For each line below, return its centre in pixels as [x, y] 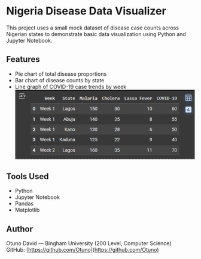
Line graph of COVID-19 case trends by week [71, 87]
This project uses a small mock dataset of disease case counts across [93, 28]
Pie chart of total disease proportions [61, 74]
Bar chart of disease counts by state [60, 80]
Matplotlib [27, 210]
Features [23, 59]
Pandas [24, 204]
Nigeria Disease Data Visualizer [86, 11]
